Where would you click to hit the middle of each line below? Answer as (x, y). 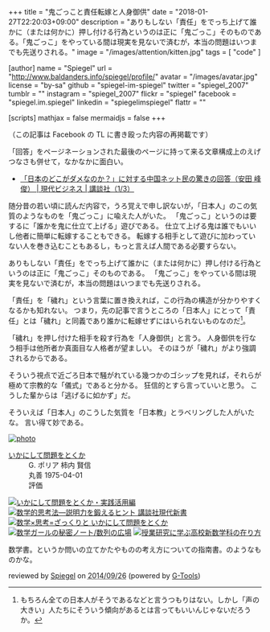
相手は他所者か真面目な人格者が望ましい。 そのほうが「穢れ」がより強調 (135, 347)
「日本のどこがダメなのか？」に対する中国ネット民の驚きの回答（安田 (136, 179)
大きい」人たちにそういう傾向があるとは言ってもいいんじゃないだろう (135, 609)
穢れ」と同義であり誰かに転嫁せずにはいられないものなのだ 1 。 (147, 320)
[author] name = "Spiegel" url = (61, 68)
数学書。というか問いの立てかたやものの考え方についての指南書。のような (131, 549)
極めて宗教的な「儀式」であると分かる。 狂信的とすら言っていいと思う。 (129, 385)
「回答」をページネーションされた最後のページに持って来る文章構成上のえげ (135, 152)
